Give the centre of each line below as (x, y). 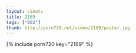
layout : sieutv (25, 11)
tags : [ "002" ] (24, 22)
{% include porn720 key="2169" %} (49, 44)
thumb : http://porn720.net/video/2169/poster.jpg (68, 28)
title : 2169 (21, 17)
